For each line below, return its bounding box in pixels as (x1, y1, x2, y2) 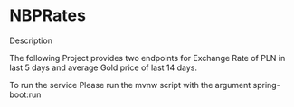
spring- (252, 79, 280, 90)
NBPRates (9, 5, 86, 26)
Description (9, 35, 52, 46)
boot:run (9, 89, 42, 100)
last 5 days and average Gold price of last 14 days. (9, 62, 197, 73)
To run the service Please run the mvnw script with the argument (9, 79, 251, 90)
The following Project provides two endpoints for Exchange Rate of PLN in (9, 52, 286, 63)
